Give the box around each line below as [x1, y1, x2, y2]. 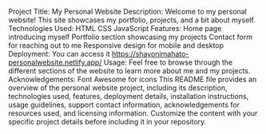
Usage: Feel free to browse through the [103, 57, 233, 67]
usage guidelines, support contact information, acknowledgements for [8, 100, 240, 109]
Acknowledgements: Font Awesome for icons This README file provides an [8, 75, 257, 84]
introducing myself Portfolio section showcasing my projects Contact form [8, 32, 253, 41]
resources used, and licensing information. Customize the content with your [8, 108, 258, 118]
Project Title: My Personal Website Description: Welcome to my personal [8, 7, 248, 16]
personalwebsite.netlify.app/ [8, 57, 102, 67]
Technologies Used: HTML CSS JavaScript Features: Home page [8, 24, 222, 33]
